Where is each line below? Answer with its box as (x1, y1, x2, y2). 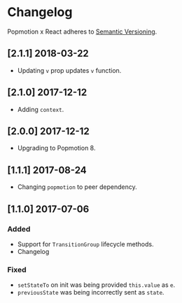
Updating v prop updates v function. (17, 66, 122, 74)
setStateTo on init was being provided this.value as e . (17, 281, 176, 289)
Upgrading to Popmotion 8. (17, 144, 96, 153)
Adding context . (17, 105, 64, 113)
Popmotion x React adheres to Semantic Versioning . (7, 27, 157, 36)
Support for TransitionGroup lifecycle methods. (17, 239, 154, 248)
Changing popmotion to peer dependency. (17, 183, 138, 191)
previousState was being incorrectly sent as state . (17, 288, 164, 297)
